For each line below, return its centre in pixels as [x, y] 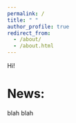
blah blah [20, 113]
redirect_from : [29, 33]
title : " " [23, 20]
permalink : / [26, 14]
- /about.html [34, 46]
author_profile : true [38, 26]
